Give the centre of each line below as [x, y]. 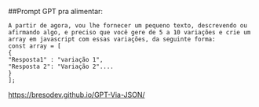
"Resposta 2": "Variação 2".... [61, 66]
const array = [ [35, 46]
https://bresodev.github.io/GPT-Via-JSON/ [77, 95]
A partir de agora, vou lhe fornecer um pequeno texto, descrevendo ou [128, 26]
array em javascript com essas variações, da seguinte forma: [112, 39]
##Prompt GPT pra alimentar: [56, 11]
